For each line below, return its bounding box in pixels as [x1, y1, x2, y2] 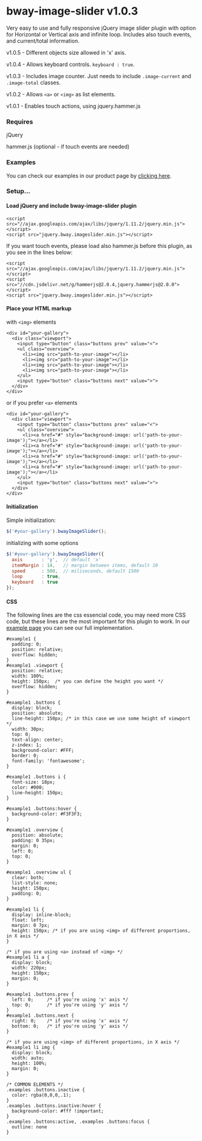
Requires [6, 117, 33, 125]
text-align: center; [11, 737, 64, 743]
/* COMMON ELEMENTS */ [6, 1082, 64, 1088]
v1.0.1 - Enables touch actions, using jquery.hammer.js [6, 102, 141, 110]
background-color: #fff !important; [11, 1108, 104, 1114]
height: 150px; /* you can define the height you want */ [11, 678, 164, 684]
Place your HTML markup [6, 305, 71, 312]
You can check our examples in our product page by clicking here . [6, 172, 172, 179]
